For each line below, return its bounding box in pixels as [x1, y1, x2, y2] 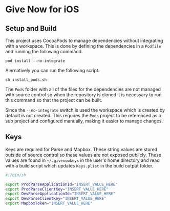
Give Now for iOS [5, 4, 79, 15]
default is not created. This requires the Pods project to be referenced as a [5, 113, 161, 118]
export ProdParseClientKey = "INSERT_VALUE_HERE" [5, 186, 109, 192]
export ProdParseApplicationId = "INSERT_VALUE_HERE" [5, 182, 118, 187]
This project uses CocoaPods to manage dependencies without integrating [5, 37, 163, 44]
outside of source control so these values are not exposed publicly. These [5, 152, 161, 158]
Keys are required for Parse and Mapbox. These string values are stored [5, 146, 158, 152]
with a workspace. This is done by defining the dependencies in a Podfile [5, 43, 161, 49]
